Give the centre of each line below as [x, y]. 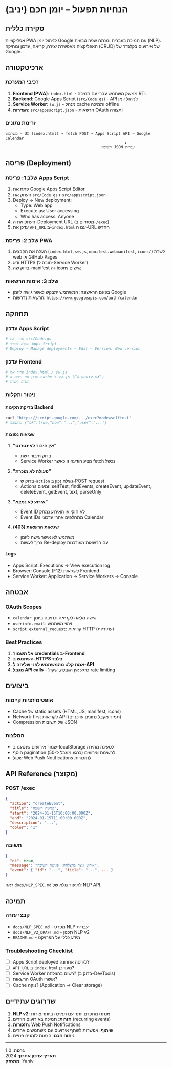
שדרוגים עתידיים [31, 1001]
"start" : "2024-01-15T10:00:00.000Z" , [51, 813]
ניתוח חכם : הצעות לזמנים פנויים [44, 1036]
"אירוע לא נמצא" [30, 501]
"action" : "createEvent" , [38, 804]
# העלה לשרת [17, 382]
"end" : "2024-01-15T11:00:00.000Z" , [49, 818]
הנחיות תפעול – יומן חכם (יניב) [67, 9]
